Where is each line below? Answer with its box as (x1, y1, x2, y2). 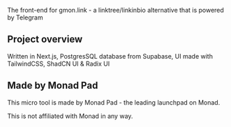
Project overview (7, 33, 83, 45)
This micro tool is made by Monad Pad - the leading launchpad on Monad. (7, 98, 221, 107)
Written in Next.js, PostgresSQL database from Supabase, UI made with (7, 52, 213, 60)
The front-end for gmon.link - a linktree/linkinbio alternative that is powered (7, 6, 225, 14)
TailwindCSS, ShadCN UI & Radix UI (7, 59, 110, 68)
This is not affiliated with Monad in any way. (7, 112, 133, 120)
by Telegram (7, 13, 43, 22)
